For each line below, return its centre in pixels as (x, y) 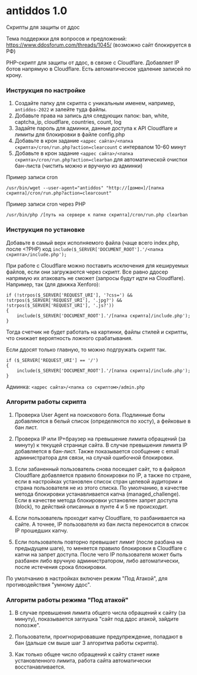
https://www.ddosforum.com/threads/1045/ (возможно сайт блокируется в (98, 45)
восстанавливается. (40, 667)
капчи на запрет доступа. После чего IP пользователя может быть (98, 554)
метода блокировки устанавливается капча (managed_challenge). (97, 494)
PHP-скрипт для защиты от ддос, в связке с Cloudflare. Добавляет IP (93, 62)
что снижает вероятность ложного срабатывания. (69, 338)
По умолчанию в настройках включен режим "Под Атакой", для (87, 578)
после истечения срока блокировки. (61, 567)
